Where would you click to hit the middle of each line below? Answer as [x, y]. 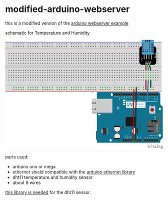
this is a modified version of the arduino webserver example [67, 23]
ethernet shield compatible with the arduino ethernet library [74, 172]
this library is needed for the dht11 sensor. [48, 192]
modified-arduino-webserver [67, 9]
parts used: [17, 157]
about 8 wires [26, 182]
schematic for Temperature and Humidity [47, 33]
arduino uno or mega [34, 166]
